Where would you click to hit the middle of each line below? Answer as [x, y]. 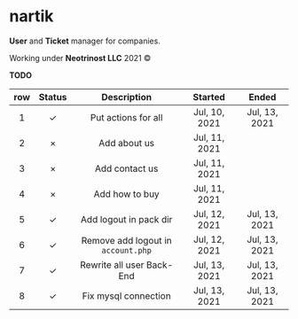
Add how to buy [126, 194]
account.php [127, 250]
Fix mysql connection [126, 296]
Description [127, 97]
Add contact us [126, 168]
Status [53, 97]
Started [209, 97]
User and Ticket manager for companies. [85, 41]
